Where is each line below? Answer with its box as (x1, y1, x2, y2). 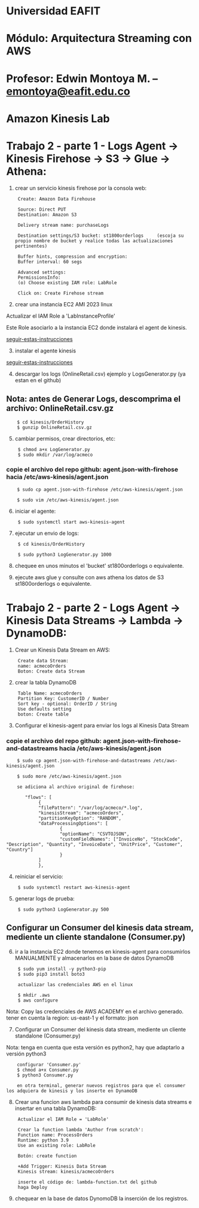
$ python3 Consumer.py (17, 1072, 74, 1078)
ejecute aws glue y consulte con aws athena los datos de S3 (14, 573, 164, 581)
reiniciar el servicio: (14, 873, 64, 880)
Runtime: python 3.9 (17, 1137, 69, 1143)
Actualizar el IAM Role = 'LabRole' (17, 1116, 109, 1122)
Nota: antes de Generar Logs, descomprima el (6, 394, 181, 404)
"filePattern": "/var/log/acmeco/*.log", (38, 805, 143, 811)
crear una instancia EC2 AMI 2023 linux (14, 300, 113, 308)
